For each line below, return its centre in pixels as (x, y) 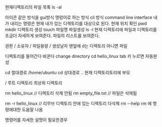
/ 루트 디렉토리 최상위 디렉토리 (34, 83)
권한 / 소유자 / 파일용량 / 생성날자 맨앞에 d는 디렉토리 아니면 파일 (66, 46)
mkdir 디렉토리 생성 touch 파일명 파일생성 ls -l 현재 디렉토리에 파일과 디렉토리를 (81, 30)
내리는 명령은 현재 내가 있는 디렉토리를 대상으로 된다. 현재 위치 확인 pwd (78, 24)
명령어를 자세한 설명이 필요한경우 (36, 120)
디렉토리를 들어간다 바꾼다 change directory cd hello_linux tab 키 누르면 (75, 56)
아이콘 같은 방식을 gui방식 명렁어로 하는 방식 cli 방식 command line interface (79, 17)
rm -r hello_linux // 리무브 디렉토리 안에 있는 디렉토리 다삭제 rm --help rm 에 (78, 103)
